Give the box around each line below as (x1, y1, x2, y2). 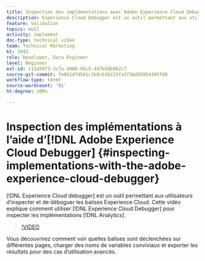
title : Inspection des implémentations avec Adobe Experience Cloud (6, 9, 184, 15)
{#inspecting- (97, 146, 170, 160)
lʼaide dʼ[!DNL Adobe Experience (6, 133, 174, 147)
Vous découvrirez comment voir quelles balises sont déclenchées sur (6, 235, 181, 242)
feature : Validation (6, 20, 59, 26)
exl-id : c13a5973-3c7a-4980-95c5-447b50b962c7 (6, 65, 127, 72)
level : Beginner (6, 60, 48, 66)
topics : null (6, 26, 40, 32)
